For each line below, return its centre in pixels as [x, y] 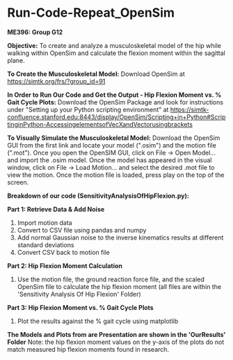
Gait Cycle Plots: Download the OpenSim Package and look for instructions [115, 102]
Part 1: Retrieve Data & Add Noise [56, 209]
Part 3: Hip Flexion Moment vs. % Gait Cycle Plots [81, 307]
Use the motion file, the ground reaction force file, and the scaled [111, 279]
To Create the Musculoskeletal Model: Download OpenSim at [96, 74]
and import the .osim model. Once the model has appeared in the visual [110, 160]
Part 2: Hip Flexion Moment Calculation [65, 265]
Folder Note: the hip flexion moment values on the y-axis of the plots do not [116, 342]
